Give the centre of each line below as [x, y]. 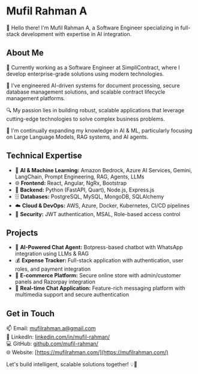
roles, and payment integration [53, 269]
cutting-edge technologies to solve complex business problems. [85, 119]
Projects [22, 233]
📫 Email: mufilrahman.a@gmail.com [51, 328]
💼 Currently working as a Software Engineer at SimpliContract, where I [93, 67]
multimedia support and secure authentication [72, 295]
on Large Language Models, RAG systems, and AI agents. [77, 137]
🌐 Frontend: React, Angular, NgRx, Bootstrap [71, 183]
